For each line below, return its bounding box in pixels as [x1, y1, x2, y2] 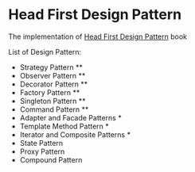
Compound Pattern [19, 155, 83, 164]
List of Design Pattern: [8, 47, 82, 56]
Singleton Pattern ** [19, 96, 86, 105]
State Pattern [19, 138, 64, 147]
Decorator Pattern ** [19, 79, 88, 89]
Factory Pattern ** [19, 87, 80, 97]
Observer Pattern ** [19, 71, 86, 80]
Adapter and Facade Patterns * [19, 113, 122, 122]
